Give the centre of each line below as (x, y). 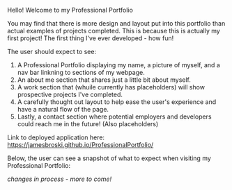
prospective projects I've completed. (70, 94)
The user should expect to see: (52, 52)
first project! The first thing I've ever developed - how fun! (91, 38)
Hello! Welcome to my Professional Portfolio (70, 10)
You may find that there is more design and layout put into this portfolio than (116, 23)
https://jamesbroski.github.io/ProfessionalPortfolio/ (80, 145)
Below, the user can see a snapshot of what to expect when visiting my (109, 158)
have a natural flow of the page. (63, 109)
